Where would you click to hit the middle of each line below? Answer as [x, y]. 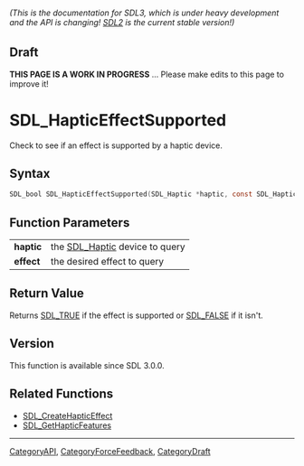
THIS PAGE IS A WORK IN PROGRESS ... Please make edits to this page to [147, 74]
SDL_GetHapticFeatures [66, 425]
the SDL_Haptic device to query [118, 247]
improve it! [29, 84]
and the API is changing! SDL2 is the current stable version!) [122, 22]
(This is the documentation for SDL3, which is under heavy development [144, 13]
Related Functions [62, 394]
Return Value [47, 294]
